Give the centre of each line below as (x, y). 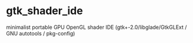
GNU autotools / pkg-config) (41, 33)
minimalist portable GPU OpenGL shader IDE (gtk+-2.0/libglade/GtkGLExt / (96, 27)
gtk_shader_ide (45, 11)
